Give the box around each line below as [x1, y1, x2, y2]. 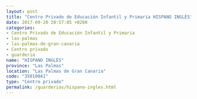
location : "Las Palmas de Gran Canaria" [6, 68, 107, 74]
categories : [6, 24, 35, 31]
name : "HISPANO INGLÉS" [6, 57, 64, 63]
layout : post [6, 8, 38, 15]
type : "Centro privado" [6, 79, 64, 85]
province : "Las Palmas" [6, 62, 64, 69]
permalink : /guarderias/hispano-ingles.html [6, 84, 117, 90]
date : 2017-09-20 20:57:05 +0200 [6, 19, 88, 25]
